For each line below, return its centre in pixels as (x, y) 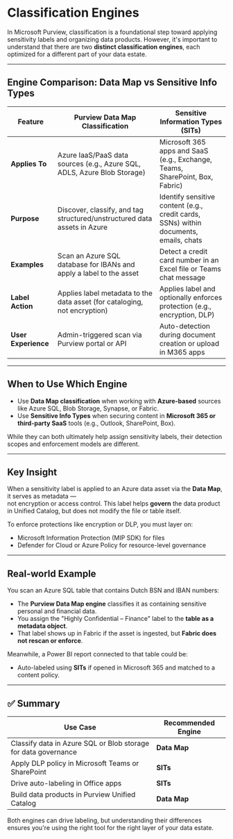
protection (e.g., (185, 306)
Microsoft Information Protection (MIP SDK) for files (91, 538)
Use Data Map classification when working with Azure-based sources (119, 401)
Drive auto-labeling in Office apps (66, 783)
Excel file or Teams (190, 269)
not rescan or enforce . (50, 641)
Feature (31, 122)
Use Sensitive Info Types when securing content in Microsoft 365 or (116, 415)
